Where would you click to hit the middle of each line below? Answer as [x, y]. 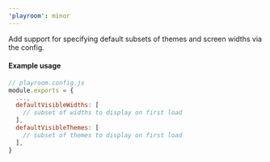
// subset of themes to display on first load [103, 135]
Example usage [35, 66]
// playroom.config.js [46, 83]
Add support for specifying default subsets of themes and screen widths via [135, 39]
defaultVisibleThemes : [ [57, 128]
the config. [26, 47]
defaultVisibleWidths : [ [57, 106]
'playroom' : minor [39, 16]
